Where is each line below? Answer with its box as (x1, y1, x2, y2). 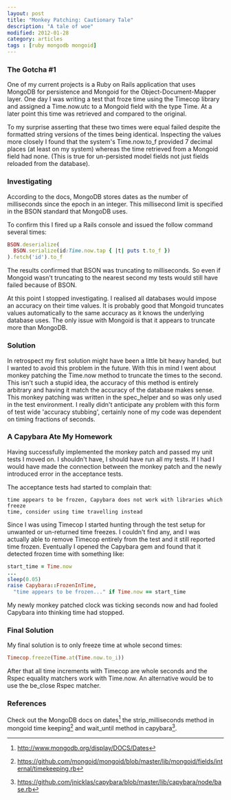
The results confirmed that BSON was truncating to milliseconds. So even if (7, 266, 221, 275)
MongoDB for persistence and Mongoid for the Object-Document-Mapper (7, 87, 217, 96)
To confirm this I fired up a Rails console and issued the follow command (7, 220, 213, 229)
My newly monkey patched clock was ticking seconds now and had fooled (7, 601, 219, 609)
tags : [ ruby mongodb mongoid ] (7, 42, 97, 49)
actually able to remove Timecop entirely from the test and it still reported (7, 535, 215, 543)
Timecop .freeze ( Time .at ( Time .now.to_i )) (7, 655, 125, 662)
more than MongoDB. (7, 324, 68, 332)
